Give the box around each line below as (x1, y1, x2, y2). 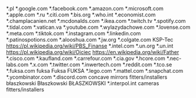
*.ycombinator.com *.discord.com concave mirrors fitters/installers (6, 73, 168, 80)
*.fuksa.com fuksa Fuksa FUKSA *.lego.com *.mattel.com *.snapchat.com (6, 67, 184, 74)
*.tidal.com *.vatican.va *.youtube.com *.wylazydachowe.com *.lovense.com (6, 23, 191, 31)
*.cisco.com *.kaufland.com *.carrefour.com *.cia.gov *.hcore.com (6, 55, 165, 62)
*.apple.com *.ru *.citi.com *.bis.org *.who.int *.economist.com (6, 11, 156, 18)
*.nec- (166, 55, 182, 62)
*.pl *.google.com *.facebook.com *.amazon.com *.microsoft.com (6, 5, 164, 12)
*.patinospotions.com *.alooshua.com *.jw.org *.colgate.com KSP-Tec (6, 36, 174, 43)
